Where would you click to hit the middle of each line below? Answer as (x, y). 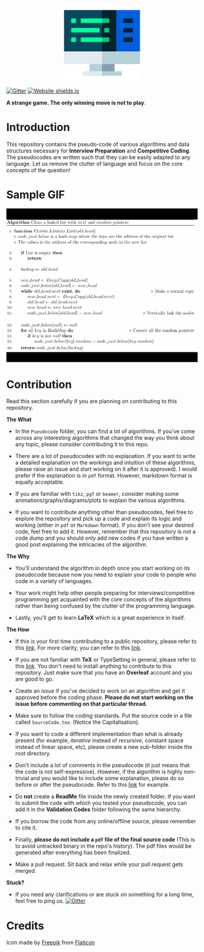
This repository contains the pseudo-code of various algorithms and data (98, 144)
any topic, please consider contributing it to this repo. (82, 445)
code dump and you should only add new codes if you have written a (101, 538)
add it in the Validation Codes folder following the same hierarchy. (98, 809)
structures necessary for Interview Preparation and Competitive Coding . (99, 151)
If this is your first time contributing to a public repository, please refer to (106, 642)
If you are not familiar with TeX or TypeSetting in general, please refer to (105, 660)
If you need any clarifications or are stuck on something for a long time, (104, 895)
